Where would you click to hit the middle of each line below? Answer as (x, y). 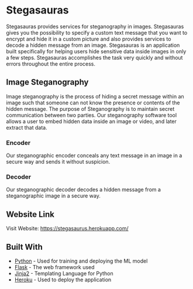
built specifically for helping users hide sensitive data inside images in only (96, 51)
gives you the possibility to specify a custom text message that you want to (97, 32)
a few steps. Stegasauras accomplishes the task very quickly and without (94, 57)
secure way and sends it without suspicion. (58, 162)
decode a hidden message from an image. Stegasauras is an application (93, 45)
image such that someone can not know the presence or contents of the (93, 103)
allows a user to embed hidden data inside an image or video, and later (92, 121)
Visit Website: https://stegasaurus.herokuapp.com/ (67, 229)
